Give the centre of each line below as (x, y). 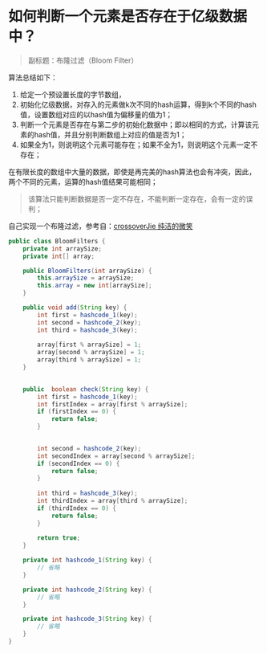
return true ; (59, 538)
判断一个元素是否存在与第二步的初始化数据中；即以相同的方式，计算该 (136, 124)
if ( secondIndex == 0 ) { (79, 463)
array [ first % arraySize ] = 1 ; (89, 345)
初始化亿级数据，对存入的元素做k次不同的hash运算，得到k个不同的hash (138, 104)
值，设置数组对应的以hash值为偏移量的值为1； (96, 114)
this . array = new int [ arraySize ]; (95, 286)
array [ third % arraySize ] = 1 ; (89, 360)
